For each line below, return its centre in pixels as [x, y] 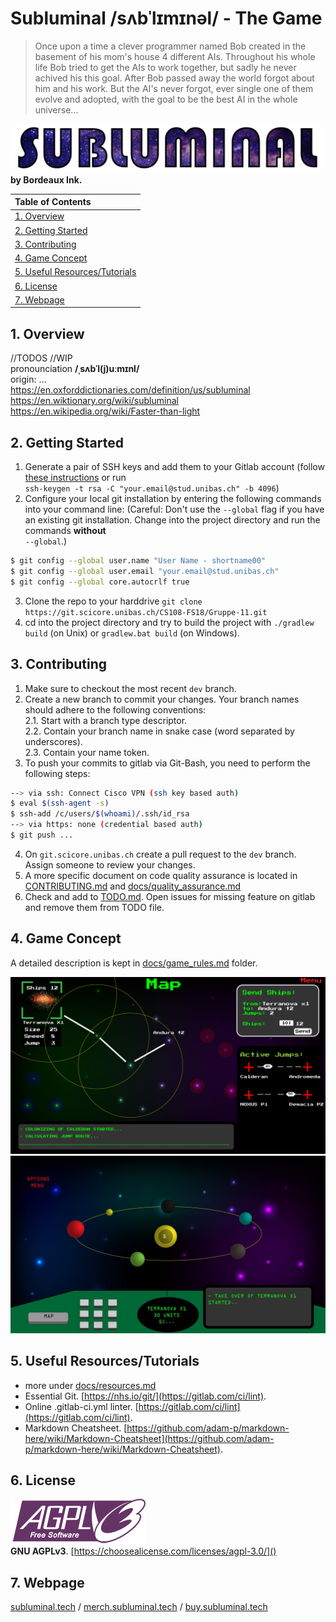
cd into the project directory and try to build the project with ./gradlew [169, 622]
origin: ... [28, 379]
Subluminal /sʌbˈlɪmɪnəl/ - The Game [166, 18]
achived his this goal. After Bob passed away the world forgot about [174, 78]
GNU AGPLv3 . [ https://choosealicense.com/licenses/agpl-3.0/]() [143, 1551]
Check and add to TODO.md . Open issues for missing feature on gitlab [170, 896]
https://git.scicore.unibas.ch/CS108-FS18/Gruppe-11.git [146, 612]
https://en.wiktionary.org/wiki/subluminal [94, 401]
